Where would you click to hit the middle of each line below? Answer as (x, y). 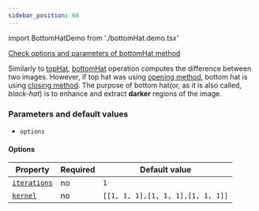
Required (78, 170)
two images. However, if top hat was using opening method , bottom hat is (128, 76)
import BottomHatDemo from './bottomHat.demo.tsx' (94, 38)
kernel (24, 196)
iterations (32, 183)
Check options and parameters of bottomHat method (94, 53)
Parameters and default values (68, 113)
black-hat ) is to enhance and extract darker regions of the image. (115, 93)
